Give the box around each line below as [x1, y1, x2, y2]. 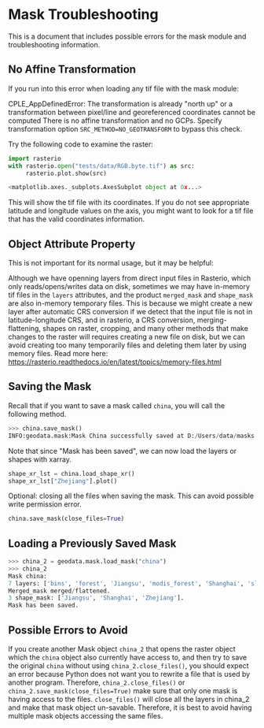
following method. [8, 409, 67, 418]
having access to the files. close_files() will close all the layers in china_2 [8, 695, 250, 704]
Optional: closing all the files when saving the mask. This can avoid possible [8, 491, 254, 501]
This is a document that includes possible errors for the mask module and [8, 32, 247, 41]
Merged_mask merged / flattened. [8, 587, 111, 595]
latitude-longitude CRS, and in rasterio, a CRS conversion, [8, 315, 196, 325]
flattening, [8, 324, 42, 333]
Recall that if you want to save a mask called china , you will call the [8, 400, 225, 410]
